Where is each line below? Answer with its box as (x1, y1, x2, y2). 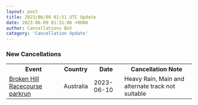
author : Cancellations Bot (6, 25, 72, 31)
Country (64, 65, 88, 74)
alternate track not (124, 82, 176, 90)
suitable (124, 90, 146, 98)
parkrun (9, 90, 31, 98)
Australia (64, 82, 88, 90)
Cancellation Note (130, 65, 183, 74)
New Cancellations (6, 50, 62, 58)
